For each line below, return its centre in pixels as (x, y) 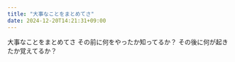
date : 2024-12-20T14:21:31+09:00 (57, 21)
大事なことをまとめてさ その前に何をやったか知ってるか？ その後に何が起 (115, 42)
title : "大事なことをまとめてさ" (51, 14)
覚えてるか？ (38, 51)
